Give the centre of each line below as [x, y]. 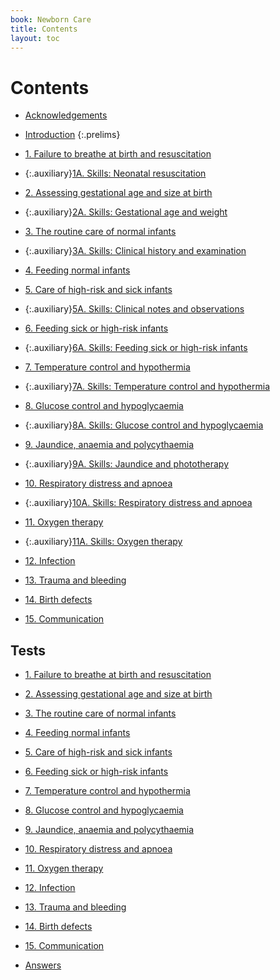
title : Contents [44, 29]
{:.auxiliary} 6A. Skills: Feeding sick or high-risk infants [136, 348]
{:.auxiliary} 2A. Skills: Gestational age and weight [126, 212]
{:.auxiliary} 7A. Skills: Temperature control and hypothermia [147, 387]
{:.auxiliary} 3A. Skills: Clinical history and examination [135, 251]
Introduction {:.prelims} [72, 135]
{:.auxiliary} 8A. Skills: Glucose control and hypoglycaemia [144, 425]
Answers [43, 965]
